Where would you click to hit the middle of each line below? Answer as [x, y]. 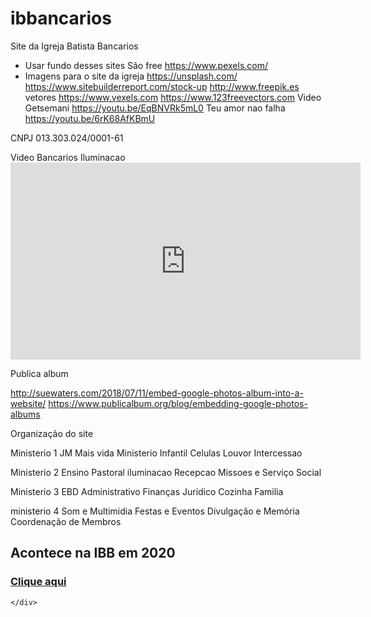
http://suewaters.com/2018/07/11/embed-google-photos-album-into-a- [157, 393]
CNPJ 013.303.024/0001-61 [67, 138]
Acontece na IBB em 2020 [93, 553]
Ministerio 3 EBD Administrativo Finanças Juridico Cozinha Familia [147, 491]
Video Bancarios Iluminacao [68, 157]
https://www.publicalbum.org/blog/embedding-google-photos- [178, 403]
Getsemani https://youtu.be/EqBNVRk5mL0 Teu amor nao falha [155, 108]
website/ [28, 403]
